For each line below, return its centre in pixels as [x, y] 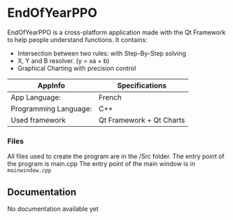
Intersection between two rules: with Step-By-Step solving [102, 53]
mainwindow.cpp [29, 171]
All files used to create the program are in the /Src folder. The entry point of [116, 156]
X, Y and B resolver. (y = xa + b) [63, 60]
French [111, 97]
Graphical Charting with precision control [77, 68]
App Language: [36, 97]
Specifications [142, 85]
